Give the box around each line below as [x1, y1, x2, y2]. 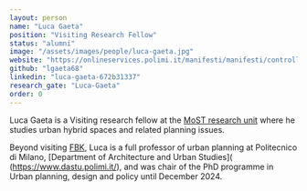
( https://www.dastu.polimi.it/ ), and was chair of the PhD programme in [9, 161, 274, 172]
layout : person [9, 13, 68, 23]
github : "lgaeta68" [9, 65, 84, 74]
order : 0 [9, 89, 43, 98]
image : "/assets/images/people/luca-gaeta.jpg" [9, 47, 195, 56]
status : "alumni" [9, 38, 76, 48]
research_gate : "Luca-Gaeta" [9, 81, 121, 90]
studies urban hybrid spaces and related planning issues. [9, 124, 226, 135]
